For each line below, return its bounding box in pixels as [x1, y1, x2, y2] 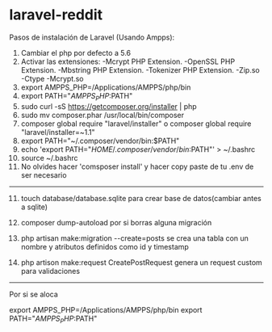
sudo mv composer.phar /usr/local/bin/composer [20, 110, 185, 120]
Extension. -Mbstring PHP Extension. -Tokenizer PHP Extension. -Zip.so [20, 65, 261, 74]
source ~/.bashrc [20, 153, 79, 162]
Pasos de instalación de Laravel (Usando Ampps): [9, 32, 175, 42]
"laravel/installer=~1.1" [20, 127, 95, 137]
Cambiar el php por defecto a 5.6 [20, 48, 132, 57]
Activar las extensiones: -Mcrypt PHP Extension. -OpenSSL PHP [20, 57, 236, 66]
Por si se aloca [9, 289, 59, 299]
